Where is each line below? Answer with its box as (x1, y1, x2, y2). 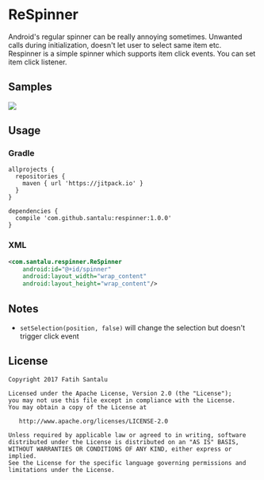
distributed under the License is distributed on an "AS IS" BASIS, (8, 438, 239, 446)
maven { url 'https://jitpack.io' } (22, 180, 144, 188)
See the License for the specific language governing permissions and (8, 459, 247, 466)
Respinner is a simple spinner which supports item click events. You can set (8, 48, 256, 58)
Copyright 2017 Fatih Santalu (8, 375, 109, 383)
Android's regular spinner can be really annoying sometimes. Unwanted (8, 32, 243, 41)
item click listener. (8, 57, 67, 67)
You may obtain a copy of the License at (8, 403, 147, 411)
